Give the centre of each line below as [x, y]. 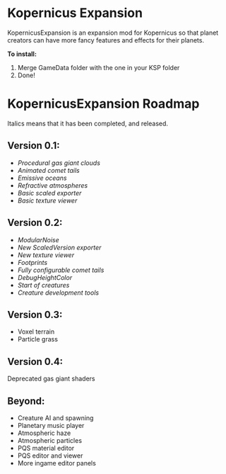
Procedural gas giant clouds [59, 163]
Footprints [32, 262]
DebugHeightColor [45, 277]
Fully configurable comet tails [61, 270]
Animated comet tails [48, 170]
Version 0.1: [34, 146]
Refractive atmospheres [53, 185]
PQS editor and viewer [50, 456]
